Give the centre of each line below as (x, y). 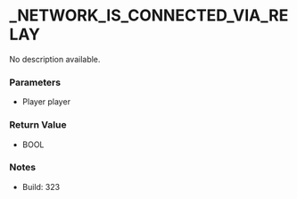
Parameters (35, 82)
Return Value (38, 125)
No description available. (55, 59)
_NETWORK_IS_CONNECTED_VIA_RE (149, 16)
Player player (46, 102)
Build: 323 (41, 187)
